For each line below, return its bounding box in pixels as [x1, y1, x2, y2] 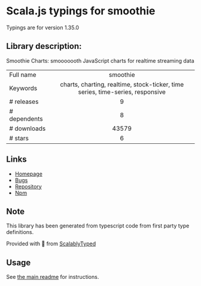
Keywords [9, 84, 38, 92]
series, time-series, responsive [78, 88, 166, 96]
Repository [14, 183, 42, 190]
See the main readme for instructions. [6, 273, 99, 281]
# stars [9, 134, 29, 142]
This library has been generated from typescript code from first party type [6, 222, 190, 229]
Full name [9, 70, 37, 79]
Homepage [14, 170, 43, 177]
